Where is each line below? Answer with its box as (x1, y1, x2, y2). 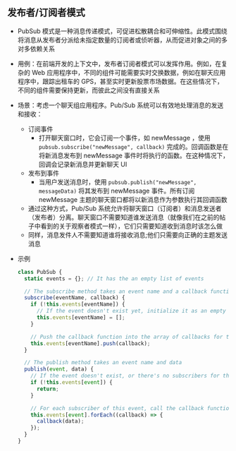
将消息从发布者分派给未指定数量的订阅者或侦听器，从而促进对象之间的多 (17, 35, 228, 44)
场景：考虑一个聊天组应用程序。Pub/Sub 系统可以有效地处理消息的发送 (17, 101, 224, 109)
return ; (36, 385, 59, 392)
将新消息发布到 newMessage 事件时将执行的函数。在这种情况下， (38, 151, 230, 160)
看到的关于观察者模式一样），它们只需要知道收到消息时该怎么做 (40, 222, 223, 230)
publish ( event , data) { (24, 366, 94, 373)
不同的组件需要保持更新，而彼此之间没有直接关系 (17, 85, 160, 94)
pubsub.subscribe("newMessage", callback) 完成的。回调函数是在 (38, 142, 229, 150)
